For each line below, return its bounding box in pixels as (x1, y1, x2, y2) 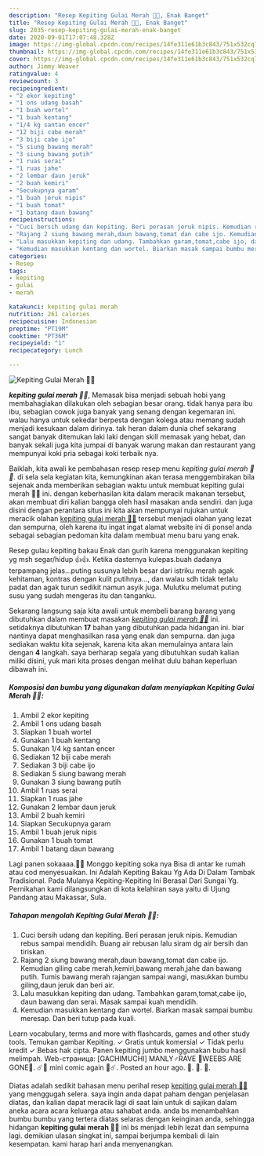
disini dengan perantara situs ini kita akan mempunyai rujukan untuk (9, 505, 229, 515)
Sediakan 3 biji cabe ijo (20, 760, 96, 770)
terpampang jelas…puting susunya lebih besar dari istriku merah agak (9, 566, 234, 575)
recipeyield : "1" (9, 339, 66, 348)
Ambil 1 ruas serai (20, 786, 78, 795)
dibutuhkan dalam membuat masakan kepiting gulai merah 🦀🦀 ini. (9, 614, 220, 624)
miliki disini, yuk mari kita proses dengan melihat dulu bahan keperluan (9, 656, 237, 666)
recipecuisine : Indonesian (9, 317, 97, 326)
